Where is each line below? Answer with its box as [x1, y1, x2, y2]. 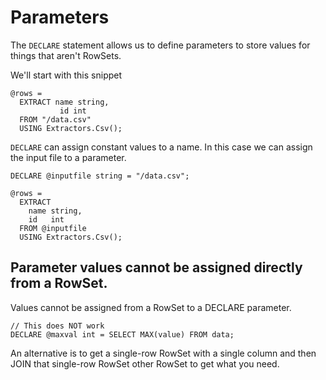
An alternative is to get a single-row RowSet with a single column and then [10, 347, 317, 359]
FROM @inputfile [19, 223, 87, 233]
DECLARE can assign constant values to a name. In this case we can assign [10, 141, 313, 153]
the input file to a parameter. [10, 151, 127, 163]
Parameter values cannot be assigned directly [10, 259, 303, 276]
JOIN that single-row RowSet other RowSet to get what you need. [10, 357, 280, 370]
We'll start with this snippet [10, 69, 123, 81]
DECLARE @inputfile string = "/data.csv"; [10, 171, 190, 181]
